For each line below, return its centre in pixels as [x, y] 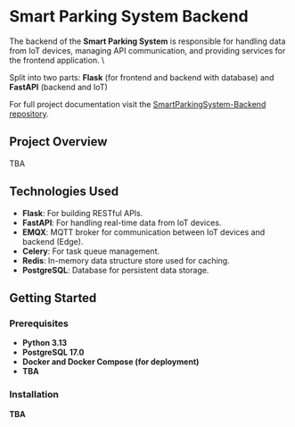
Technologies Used [64, 192]
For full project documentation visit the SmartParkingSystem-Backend [138, 104]
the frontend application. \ [57, 60]
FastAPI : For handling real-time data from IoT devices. [122, 222]
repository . [29, 113]
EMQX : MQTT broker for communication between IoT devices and [143, 232]
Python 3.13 [45, 343]
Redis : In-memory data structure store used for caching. [126, 260]
